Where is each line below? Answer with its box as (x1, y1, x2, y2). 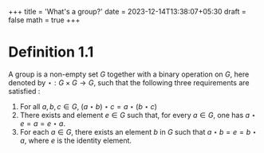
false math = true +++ (8, 15, 81, 25)
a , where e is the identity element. (19, 135, 132, 145)
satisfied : (8, 86, 41, 96)
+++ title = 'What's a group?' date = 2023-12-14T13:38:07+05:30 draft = (8, 7, 247, 16)
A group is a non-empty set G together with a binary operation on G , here (8, 69, 250, 79)
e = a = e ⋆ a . (19, 119, 66, 128)
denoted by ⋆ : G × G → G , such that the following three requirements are (8, 77, 250, 87)
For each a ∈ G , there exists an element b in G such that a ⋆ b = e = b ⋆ (19, 127, 258, 136)
